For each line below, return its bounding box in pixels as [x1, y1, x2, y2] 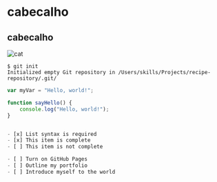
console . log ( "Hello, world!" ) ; [19, 106, 110, 113]
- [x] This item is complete [7, 137, 91, 144]
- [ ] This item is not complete [7, 144, 103, 150]
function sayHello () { [7, 99, 72, 106]
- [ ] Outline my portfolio [7, 162, 88, 169]
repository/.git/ [7, 75, 57, 82]
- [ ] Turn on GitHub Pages [7, 156, 88, 163]
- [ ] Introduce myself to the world [7, 168, 116, 175]
